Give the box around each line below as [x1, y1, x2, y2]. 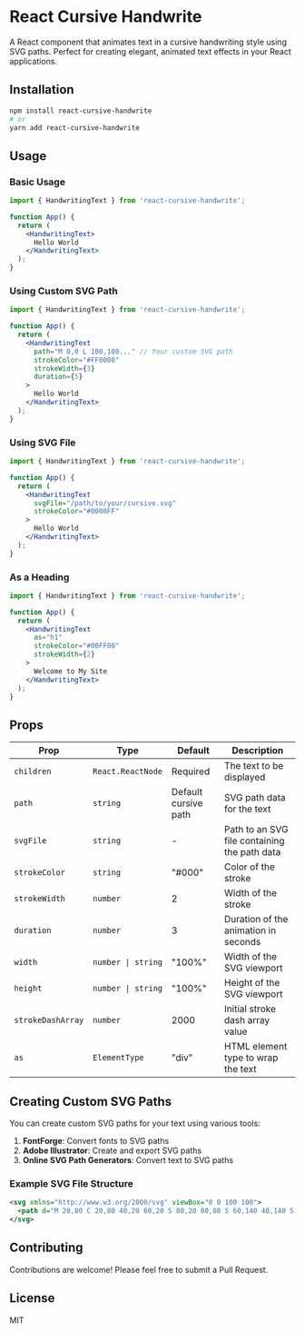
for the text [223, 802, 271, 815]
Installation [9, 82, 74, 97]
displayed [223, 771, 266, 783]
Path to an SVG [223, 823, 289, 836]
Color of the [223, 860, 275, 873]
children [14, 766, 52, 777]
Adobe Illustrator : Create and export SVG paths [22, 1145, 202, 1156]
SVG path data [223, 791, 286, 804]
